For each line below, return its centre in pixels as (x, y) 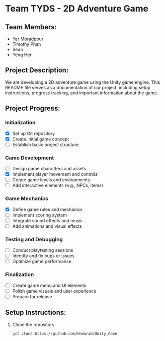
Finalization (20, 274)
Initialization (20, 123)
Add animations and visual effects (47, 226)
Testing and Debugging (34, 239)
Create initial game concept (41, 139)
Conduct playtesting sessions (43, 250)
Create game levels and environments (51, 180)
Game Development (30, 158)
